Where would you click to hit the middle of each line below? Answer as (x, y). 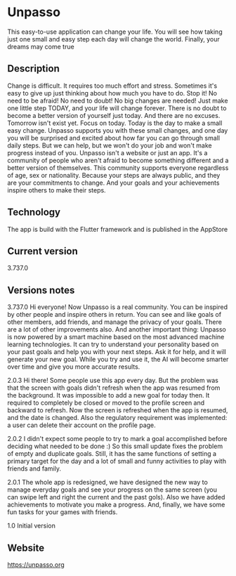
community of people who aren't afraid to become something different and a (118, 160)
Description (33, 68)
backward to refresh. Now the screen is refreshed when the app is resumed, (118, 410)
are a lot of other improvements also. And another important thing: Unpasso (117, 329)
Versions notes (41, 290)
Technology (34, 212)
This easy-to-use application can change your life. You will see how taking (115, 32)
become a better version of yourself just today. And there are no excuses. (114, 115)
